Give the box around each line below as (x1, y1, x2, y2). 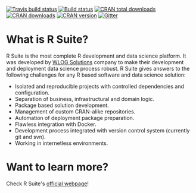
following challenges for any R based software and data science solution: (6, 71, 186, 78)
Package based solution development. (14, 102, 109, 109)
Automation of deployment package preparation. (14, 114, 135, 121)
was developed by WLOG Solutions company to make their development (6, 58, 184, 65)
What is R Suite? (6, 33, 89, 46)
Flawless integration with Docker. (14, 121, 97, 128)
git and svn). (14, 133, 46, 140)
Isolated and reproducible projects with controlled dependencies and (14, 83, 185, 90)
